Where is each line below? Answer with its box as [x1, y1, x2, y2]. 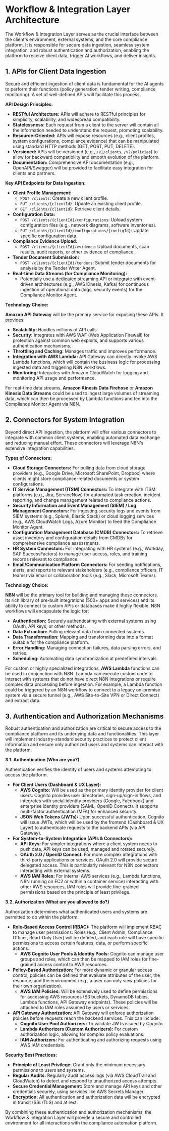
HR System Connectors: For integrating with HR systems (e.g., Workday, [12, 545, 164, 551]
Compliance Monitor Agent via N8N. [5, 401, 81, 407]
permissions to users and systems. [12, 1067, 85, 1073]
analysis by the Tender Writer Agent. [20, 265, 96, 271]
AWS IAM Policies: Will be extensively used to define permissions [20, 988, 158, 994]
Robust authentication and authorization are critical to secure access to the [5, 725, 161, 731]
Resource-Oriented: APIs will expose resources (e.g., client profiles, [12, 133, 155, 139]
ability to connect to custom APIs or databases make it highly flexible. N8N [5, 602, 160, 608]
